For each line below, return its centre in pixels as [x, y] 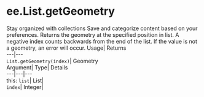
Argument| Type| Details [37, 67]
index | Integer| [25, 87]
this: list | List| [25, 80]
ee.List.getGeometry [61, 11]
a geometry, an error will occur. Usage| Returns [66, 48]
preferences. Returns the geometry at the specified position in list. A [93, 34]
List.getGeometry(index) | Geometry [52, 61]
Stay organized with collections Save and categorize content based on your [102, 28]
